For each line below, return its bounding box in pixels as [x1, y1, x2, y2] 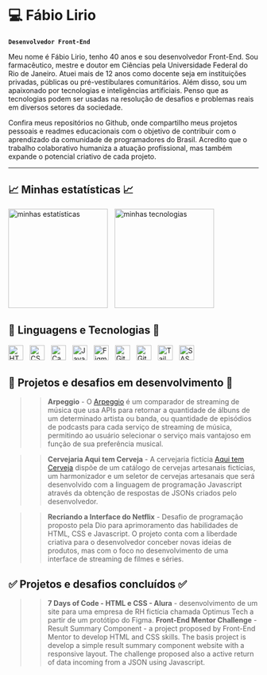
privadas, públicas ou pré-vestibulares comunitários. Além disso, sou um [8, 77, 247, 87]
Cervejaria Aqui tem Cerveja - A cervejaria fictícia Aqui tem [47, 454, 245, 465]
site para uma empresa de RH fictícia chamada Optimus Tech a [47, 607, 254, 616]
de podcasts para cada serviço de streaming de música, [47, 422, 232, 432]
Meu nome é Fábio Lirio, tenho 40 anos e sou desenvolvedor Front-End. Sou [8, 52, 258, 61]
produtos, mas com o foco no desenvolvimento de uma [47, 546, 229, 556]
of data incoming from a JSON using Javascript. [47, 658, 205, 667]
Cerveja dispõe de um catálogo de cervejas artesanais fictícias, [47, 463, 256, 472]
